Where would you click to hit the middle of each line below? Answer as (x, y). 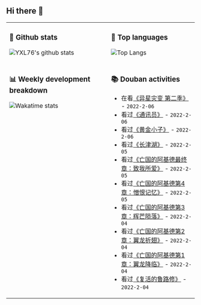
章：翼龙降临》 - (145, 264)
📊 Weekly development (50, 79)
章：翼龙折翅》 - (145, 240)
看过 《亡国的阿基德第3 (153, 207)
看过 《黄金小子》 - (148, 129)
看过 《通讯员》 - (145, 114)
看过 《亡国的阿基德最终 (154, 159)
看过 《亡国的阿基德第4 (153, 183)
